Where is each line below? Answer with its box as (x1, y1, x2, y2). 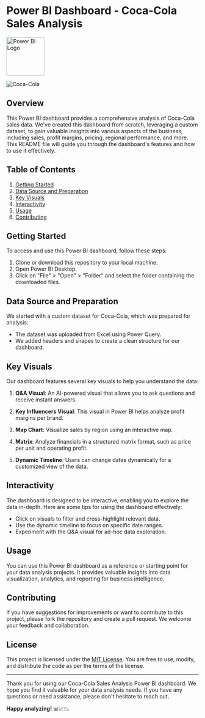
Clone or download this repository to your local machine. (15, 259, 158, 266)
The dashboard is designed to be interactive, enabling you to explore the (6, 496, 189, 504)
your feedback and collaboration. (6, 621, 90, 629)
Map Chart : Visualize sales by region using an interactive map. (15, 426, 173, 433)
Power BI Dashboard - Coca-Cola (6, 4, 178, 18)
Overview (6, 98, 45, 109)
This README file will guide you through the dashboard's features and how (6, 140, 195, 147)
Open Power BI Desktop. (15, 265, 77, 273)
